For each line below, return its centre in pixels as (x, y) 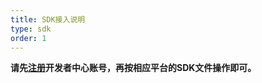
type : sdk (31, 29)
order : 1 (28, 38)
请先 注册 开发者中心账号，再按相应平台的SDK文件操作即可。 (133, 68)
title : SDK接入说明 (48, 19)
